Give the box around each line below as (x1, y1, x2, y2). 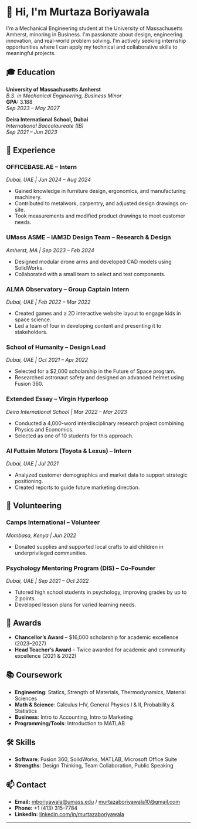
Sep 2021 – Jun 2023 (6, 128, 57, 135)
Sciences (14, 695, 38, 702)
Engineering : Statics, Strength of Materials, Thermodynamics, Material (14, 688, 186, 695)
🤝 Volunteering (6, 501, 62, 511)
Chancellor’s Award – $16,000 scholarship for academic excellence (14, 633, 179, 641)
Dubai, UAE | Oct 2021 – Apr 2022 (6, 356, 89, 363)
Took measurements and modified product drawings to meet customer (14, 212, 186, 219)
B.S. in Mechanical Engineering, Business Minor (6, 92, 122, 99)
